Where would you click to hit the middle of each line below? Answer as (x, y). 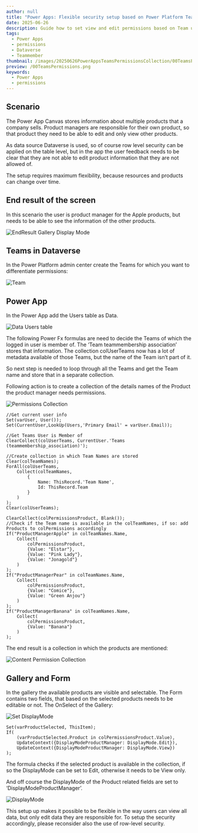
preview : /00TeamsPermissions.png (49, 66)
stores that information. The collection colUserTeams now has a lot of (90, 351)
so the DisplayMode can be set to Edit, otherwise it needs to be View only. (96, 770)
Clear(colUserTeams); (33, 508)
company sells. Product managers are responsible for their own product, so (98, 127)
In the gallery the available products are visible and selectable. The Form (94, 692)
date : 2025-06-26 (27, 22)
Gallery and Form (38, 678)
